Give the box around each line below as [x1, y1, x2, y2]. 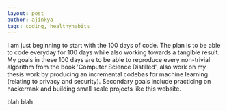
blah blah [7, 98, 34, 106]
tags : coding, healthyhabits [7, 22, 90, 29]
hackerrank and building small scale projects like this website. [7, 84, 181, 93]
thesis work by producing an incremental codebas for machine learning [7, 70, 209, 78]
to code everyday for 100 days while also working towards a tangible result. [7, 48, 220, 57]
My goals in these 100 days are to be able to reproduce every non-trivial [7, 56, 211, 64]
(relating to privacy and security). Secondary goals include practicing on [7, 78, 211, 86]
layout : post [7, 10, 44, 17]
